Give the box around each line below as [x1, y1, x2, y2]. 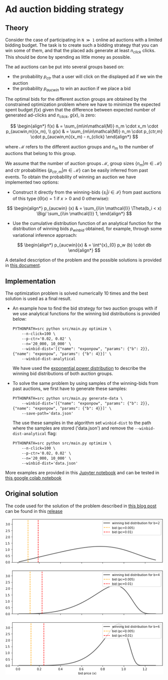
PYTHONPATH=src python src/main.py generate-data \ [12, 395, 123, 401]
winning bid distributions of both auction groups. [12, 370, 113, 376]
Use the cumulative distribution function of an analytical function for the [12, 220, 161, 226]
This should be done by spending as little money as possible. [5, 54, 131, 60]
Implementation [5, 277, 56, 286]
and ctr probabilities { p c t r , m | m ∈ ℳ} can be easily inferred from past [5, 167, 148, 174]
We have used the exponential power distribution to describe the [12, 365, 146, 371]
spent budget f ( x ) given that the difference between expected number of [5, 107, 155, 113]
